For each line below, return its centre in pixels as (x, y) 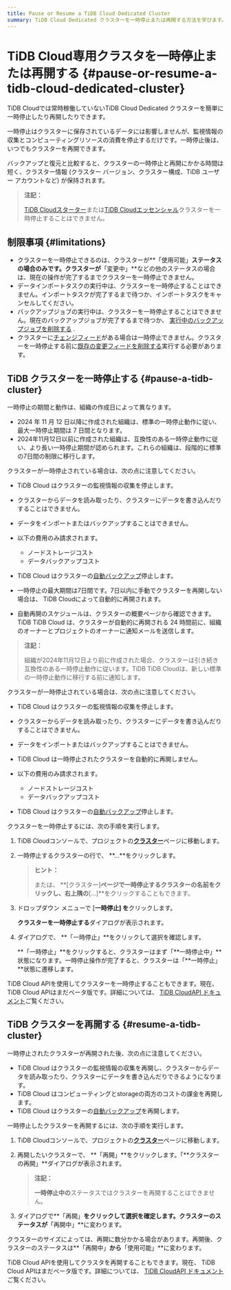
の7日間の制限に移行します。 (58, 456)
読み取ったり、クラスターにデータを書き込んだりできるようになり (122, 1076)
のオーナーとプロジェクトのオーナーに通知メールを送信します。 (107, 631)
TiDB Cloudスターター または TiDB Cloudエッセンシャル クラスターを (119, 210)
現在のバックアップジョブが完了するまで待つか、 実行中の (111, 320)
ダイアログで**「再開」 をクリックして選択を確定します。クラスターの (116, 1216)
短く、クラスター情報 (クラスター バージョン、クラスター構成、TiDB (104, 172)
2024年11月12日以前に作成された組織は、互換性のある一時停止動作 (111, 439)
